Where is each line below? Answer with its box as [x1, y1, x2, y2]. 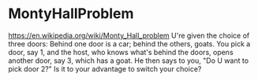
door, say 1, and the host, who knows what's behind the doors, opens [8, 47, 234, 57]
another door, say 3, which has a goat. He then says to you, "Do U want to [8, 56, 249, 65]
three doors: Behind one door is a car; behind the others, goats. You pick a [8, 39, 251, 48]
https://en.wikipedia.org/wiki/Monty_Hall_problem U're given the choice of [8, 31, 250, 40]
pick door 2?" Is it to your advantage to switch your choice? [8, 64, 202, 73]
